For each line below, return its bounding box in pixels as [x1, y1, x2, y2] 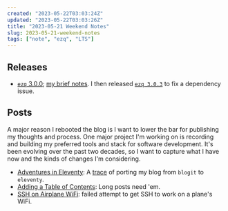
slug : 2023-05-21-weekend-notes [7, 29, 100, 37]
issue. [17, 87, 35, 95]
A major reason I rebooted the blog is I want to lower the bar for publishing [7, 125, 219, 133]
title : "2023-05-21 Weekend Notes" [7, 23, 110, 30]
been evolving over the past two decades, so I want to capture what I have [7, 147, 220, 155]
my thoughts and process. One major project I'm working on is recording [7, 132, 214, 141]
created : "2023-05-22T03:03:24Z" [7, 10, 104, 17]
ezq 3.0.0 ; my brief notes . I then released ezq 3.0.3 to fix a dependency [17, 79, 221, 88]
